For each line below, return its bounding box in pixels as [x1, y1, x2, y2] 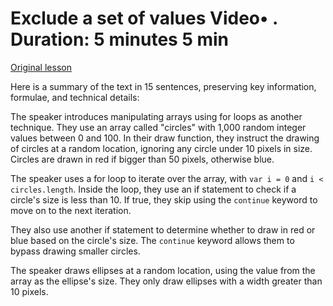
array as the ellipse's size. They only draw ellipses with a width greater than [10, 275, 323, 287]
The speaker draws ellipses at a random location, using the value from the [10, 264, 316, 276]
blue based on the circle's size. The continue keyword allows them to [10, 234, 295, 246]
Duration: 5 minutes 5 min [10, 28, 230, 51]
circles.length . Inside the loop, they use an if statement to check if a [10, 183, 297, 195]
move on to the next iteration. [10, 204, 132, 216]
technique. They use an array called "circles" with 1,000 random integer [10, 121, 307, 133]
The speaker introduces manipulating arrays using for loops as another [10, 110, 303, 122]
